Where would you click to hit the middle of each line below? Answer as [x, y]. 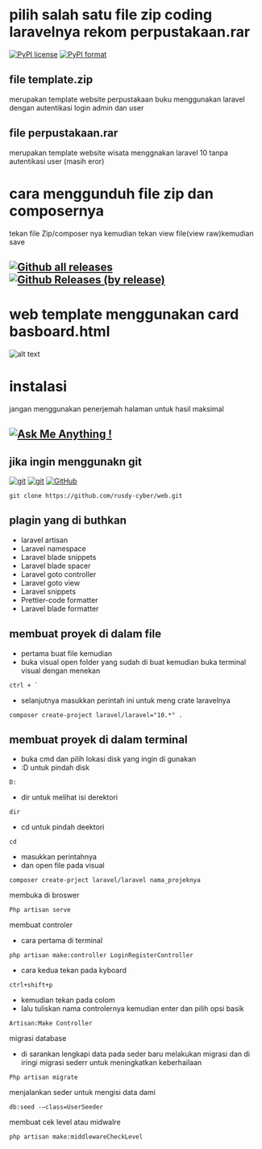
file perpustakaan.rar [64, 134]
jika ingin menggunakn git [76, 462]
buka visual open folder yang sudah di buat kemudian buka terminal [133, 662]
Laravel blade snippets [58, 557]
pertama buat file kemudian [67, 653]
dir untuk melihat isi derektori [69, 797]
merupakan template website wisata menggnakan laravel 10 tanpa [119, 153]
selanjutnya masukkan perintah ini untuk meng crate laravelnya [125, 700]
